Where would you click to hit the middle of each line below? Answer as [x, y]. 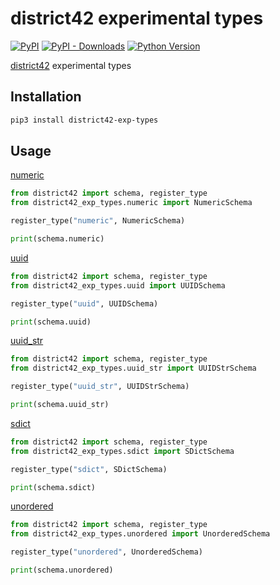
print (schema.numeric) [57, 239]
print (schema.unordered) [62, 570]
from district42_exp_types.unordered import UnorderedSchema [140, 534]
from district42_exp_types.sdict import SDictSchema [122, 451]
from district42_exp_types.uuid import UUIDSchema [118, 285]
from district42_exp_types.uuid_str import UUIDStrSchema [133, 368]
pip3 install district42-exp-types [84, 120]
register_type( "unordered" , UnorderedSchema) [106, 552]
